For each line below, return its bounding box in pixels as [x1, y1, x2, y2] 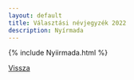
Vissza [8, 63, 30, 73]
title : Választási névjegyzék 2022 [8, 19, 127, 27]
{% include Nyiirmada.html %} [8, 48, 108, 58]
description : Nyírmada [8, 26, 84, 34]
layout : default [8, 11, 62, 20]
